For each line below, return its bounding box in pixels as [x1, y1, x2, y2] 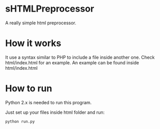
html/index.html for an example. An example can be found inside [5, 59, 139, 66]
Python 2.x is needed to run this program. [5, 99, 92, 105]
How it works [5, 37, 62, 49]
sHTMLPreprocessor [5, 3, 94, 15]
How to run [5, 83, 52, 94]
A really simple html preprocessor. [5, 20, 77, 26]
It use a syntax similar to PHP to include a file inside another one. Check [5, 54, 155, 60]
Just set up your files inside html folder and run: [5, 109, 105, 115]
